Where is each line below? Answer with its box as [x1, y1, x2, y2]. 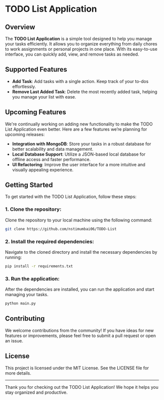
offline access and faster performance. [12, 156, 91, 162]
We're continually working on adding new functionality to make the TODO [5, 121, 153, 127]
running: [5, 254, 22, 260]
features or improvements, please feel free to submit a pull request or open [5, 333, 156, 339]
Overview [5, 23, 36, 31]
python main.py [5, 301, 36, 306]
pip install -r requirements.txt [5, 263, 73, 269]
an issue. [5, 338, 23, 343]
